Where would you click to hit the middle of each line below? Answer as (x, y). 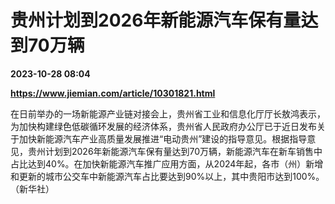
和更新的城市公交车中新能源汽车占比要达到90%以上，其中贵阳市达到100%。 (167, 176)
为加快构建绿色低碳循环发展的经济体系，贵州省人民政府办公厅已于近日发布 (163, 126)
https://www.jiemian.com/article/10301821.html (113, 93)
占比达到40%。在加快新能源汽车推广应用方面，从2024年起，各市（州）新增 (167, 163)
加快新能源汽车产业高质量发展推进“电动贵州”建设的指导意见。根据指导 (163, 138)
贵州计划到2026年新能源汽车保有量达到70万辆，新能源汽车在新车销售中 (175, 151)
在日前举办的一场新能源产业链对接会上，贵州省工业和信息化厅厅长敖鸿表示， (168, 113)
